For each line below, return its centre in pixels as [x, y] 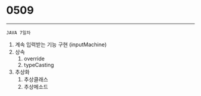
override [34, 58]
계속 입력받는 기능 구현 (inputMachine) [61, 44]
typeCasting [39, 65]
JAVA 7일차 [19, 33]
